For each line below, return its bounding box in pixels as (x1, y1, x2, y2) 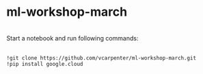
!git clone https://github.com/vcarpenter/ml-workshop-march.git (6, 54, 196, 62)
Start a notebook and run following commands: (6, 34, 139, 42)
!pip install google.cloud (6, 60, 83, 67)
